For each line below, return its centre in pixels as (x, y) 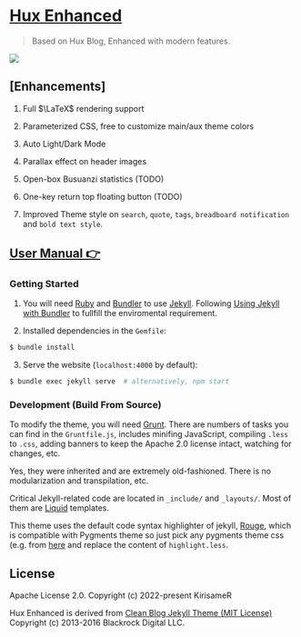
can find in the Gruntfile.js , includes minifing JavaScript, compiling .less (149, 434)
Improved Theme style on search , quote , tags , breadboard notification (156, 214)
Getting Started (44, 284)
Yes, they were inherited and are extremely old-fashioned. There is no (140, 471)
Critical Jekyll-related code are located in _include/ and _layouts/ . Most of (150, 498)
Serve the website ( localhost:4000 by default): (110, 365)
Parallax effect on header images (85, 161)
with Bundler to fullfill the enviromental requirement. (120, 314)
